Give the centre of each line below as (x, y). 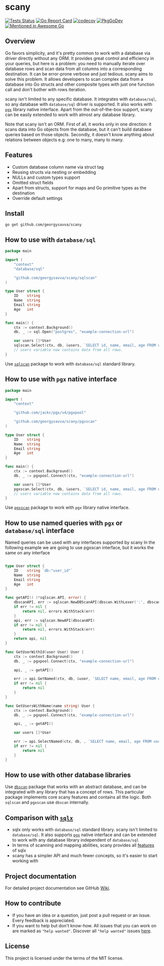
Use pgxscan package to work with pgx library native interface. (67, 507)
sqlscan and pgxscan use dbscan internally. (47, 802)
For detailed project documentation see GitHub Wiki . (58, 888)
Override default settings (37, 198)
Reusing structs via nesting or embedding (54, 172)
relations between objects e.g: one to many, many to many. (64, 140)
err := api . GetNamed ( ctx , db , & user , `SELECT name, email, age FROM (85, 679)
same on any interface (28, 553)
